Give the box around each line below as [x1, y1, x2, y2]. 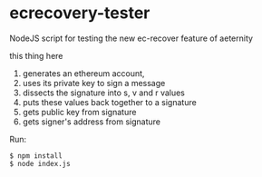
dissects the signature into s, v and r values [22, 87, 186, 98]
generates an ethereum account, [22, 67, 145, 79]
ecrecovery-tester [9, 3, 150, 24]
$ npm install [9, 151, 63, 161]
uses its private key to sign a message [22, 77, 166, 88]
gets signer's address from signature [22, 116, 161, 127]
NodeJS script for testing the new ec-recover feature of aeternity [9, 33, 254, 44]
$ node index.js [9, 159, 71, 168]
